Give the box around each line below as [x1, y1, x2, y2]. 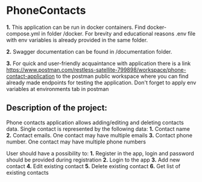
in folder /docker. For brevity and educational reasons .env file [41, 30, 196, 37]
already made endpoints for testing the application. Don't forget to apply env [6, 79, 197, 86]
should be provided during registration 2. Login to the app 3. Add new [6, 156, 180, 163]
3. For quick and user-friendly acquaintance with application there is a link [6, 60, 191, 67]
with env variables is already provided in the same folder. [6, 36, 148, 43]
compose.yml [6, 30, 40, 37]
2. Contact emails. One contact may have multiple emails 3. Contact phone [6, 131, 193, 139]
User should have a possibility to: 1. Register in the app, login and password [6, 149, 194, 157]
